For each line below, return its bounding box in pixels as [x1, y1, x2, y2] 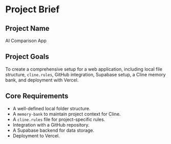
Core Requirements [5, 92, 69, 100]
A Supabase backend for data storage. [12, 127, 95, 133]
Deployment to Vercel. [12, 132, 60, 139]
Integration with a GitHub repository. [12, 121, 90, 128]
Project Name [5, 24, 50, 33]
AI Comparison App [5, 37, 47, 44]
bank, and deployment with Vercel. [5, 77, 79, 83]
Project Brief [5, 4, 60, 15]
